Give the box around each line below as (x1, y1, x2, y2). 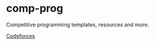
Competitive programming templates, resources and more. (6, 21, 150, 28)
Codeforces (6, 32, 36, 39)
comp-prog (6, 2, 64, 15)
